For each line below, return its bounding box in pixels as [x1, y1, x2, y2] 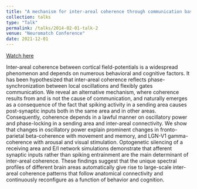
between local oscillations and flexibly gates [46, 82, 153, 89]
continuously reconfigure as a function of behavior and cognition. [6, 176, 165, 183]
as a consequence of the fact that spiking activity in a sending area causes [6, 101, 187, 108]
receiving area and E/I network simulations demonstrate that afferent [6, 145, 172, 152]
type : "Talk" [6, 19, 38, 25]
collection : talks [6, 14, 51, 20]
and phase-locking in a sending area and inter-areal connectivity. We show [6, 120, 188, 127]
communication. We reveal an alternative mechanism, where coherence [6, 89, 179, 95]
